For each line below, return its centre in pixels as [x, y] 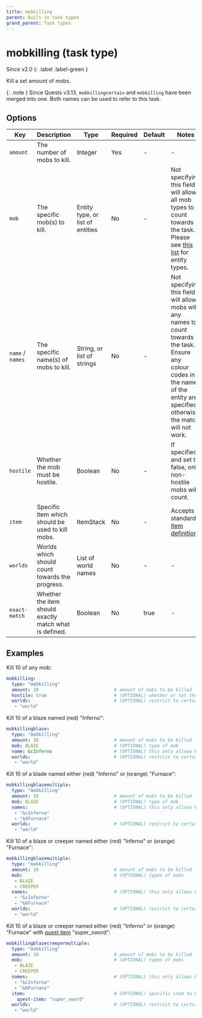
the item [48, 602]
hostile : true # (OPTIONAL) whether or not [99, 695]
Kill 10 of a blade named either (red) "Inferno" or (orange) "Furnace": [91, 774]
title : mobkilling [29, 12]
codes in [183, 375]
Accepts [182, 511]
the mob [49, 468]
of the [179, 390]
